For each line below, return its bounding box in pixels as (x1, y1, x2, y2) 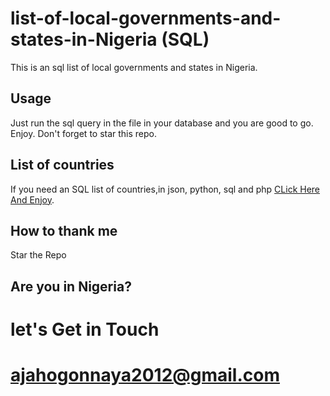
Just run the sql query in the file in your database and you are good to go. (10, 117, 314, 129)
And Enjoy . (10, 193, 55, 206)
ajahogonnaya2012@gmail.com (10, 364, 280, 387)
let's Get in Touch (10, 318, 160, 341)
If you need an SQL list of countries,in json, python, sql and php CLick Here (10, 183, 321, 195)
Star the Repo (10, 249, 67, 261)
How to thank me (10, 222, 118, 239)
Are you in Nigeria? (10, 278, 132, 295)
